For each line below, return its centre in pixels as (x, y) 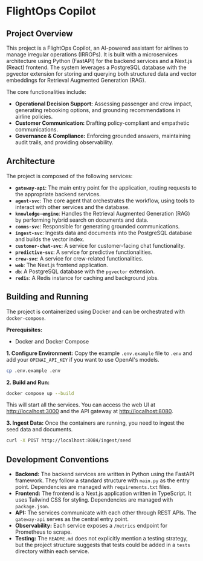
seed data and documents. (40, 430)
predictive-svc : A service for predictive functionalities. (84, 252)
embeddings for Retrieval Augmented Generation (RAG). (76, 80)
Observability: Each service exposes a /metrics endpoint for (91, 526)
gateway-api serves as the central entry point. (72, 519)
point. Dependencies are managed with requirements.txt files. (93, 487)
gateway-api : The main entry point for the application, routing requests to (106, 188)
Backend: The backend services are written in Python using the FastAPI (105, 474)
